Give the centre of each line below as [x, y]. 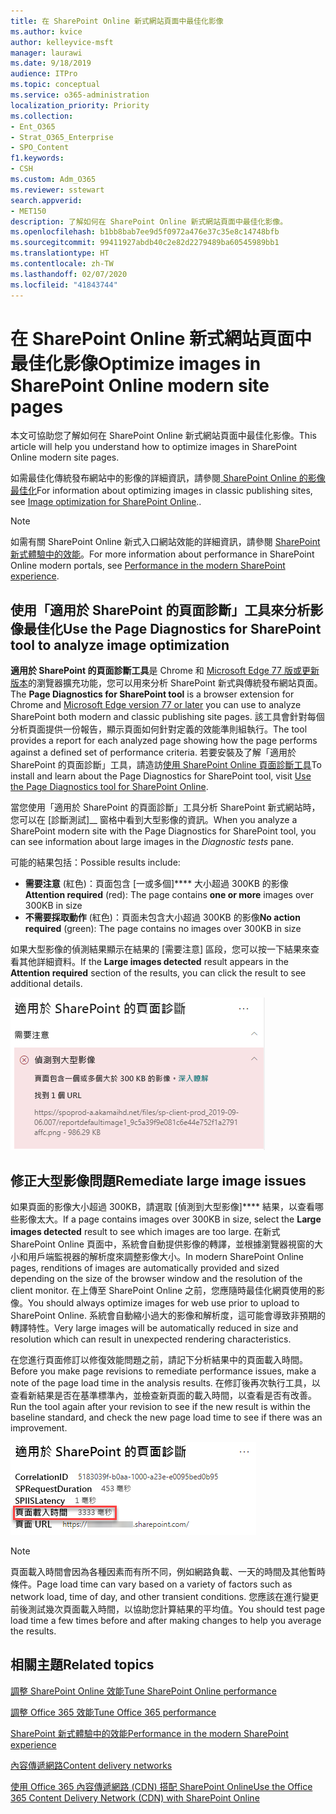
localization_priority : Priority [80, 105]
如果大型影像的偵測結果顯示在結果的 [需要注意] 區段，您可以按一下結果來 [161, 949]
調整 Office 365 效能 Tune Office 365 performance [113, 1712]
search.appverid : [46, 200]
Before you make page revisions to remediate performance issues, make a [163, 1371]
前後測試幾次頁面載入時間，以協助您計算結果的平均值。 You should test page [168, 1609]
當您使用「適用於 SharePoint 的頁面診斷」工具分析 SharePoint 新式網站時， [165, 807]
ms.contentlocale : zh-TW [62, 264]
